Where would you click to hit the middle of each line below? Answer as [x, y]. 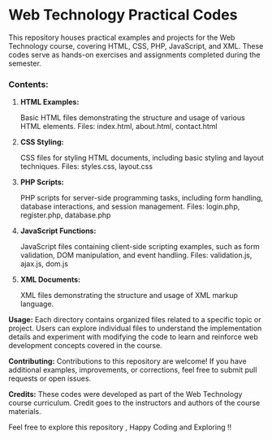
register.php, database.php [65, 215]
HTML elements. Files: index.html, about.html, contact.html [119, 127]
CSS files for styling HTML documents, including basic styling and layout [142, 158]
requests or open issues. [50, 378]
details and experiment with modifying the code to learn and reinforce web [133, 337]
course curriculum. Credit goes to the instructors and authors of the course [134, 403]
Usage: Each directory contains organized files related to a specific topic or [135, 320]
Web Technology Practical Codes [123, 15]
